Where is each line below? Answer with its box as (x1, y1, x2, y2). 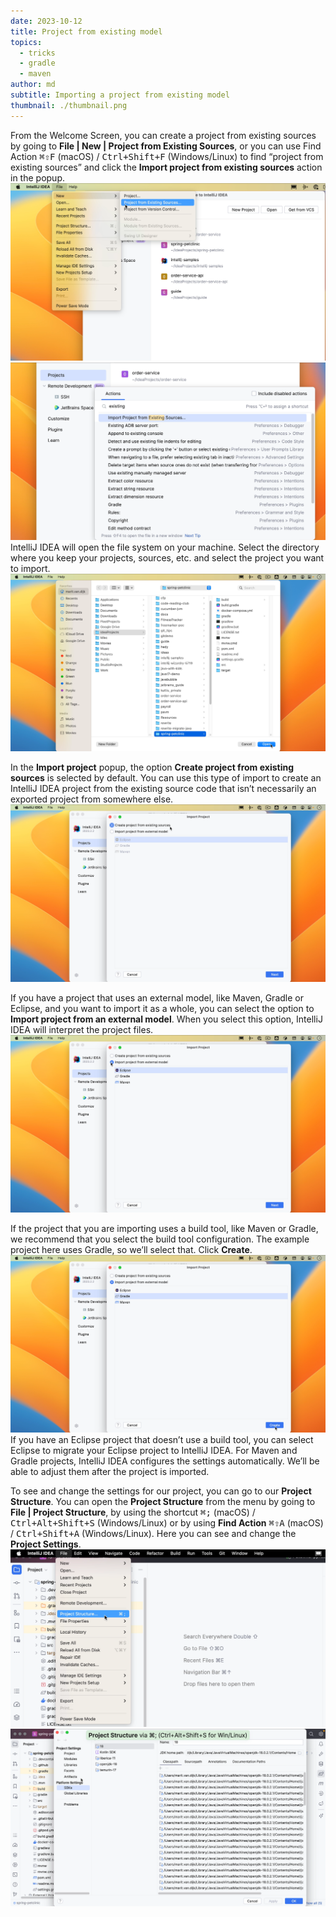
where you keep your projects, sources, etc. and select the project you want (10, 551, 325, 564)
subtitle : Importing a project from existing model (10, 90, 230, 100)
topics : (10, 37, 43, 47)
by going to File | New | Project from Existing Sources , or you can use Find (10, 140, 322, 152)
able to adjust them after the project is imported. (10, 1465, 210, 1477)
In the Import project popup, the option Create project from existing (10, 761, 295, 773)
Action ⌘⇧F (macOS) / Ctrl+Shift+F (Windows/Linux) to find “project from (10, 150, 324, 162)
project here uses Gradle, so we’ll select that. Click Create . (10, 1243, 253, 1255)
